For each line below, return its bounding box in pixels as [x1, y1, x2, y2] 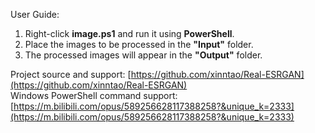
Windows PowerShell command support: [10, 90, 178, 101]
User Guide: [10, 9, 60, 20]
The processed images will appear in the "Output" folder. [24, 49, 263, 61]
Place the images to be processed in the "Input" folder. [24, 39, 254, 50]
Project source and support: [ [10, 69, 132, 80]
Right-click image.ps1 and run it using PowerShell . [24, 28, 235, 39]
